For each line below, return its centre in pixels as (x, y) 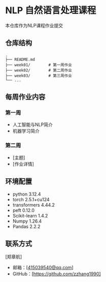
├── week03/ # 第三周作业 (39, 76)
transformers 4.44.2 (33, 205)
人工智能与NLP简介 (33, 124)
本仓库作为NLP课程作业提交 (34, 25)
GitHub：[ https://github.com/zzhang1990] (57, 274)
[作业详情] (23, 164)
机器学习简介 (26, 131)
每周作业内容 (25, 97)
